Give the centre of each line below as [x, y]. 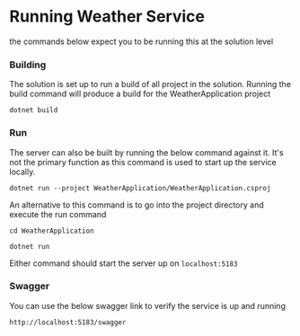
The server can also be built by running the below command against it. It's [147, 152]
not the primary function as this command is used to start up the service [143, 162]
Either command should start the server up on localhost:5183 [124, 263]
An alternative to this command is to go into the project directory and [137, 205]
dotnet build [34, 111]
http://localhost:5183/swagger [68, 322]
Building [28, 65]
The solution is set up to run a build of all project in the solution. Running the [150, 84]
